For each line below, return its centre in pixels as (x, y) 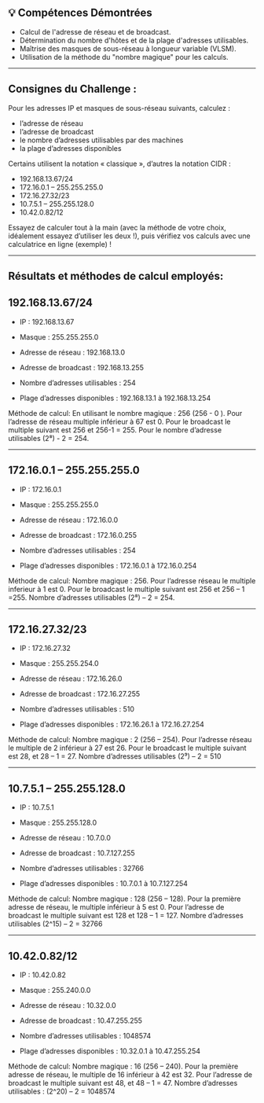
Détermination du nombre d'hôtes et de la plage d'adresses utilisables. (134, 40)
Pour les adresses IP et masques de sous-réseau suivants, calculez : (119, 108)
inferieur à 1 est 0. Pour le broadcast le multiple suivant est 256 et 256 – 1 (126, 589)
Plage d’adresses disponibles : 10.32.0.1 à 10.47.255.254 (110, 1051)
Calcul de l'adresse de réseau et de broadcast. (95, 31)
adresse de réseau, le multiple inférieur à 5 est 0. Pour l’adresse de (116, 907)
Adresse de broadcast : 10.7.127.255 (77, 853)
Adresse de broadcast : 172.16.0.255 (78, 535)
